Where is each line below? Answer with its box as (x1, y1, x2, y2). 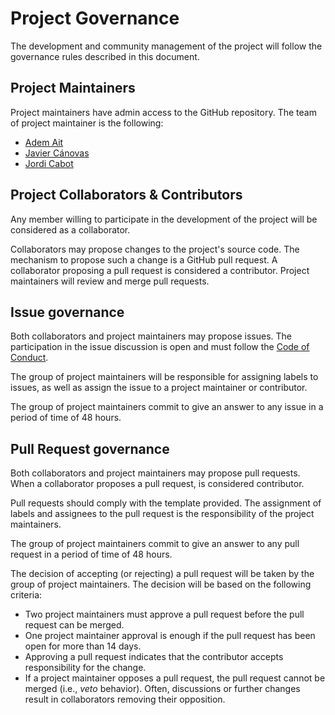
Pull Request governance (10, 440, 170, 457)
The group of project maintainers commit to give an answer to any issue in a (10, 401, 324, 413)
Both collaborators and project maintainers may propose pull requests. (10, 467, 301, 479)
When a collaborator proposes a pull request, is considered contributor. (10, 478, 305, 490)
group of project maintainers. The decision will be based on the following (10, 578, 312, 591)
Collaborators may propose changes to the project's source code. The (10, 243, 300, 255)
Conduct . (10, 352, 49, 364)
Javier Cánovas (24, 147, 90, 159)
